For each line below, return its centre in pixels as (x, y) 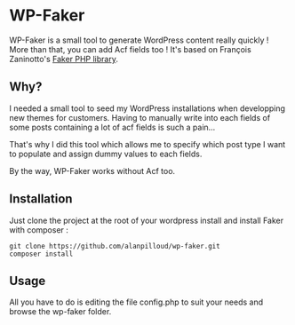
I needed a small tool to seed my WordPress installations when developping (147, 108)
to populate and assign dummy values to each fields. (106, 154)
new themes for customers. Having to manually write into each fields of (140, 117)
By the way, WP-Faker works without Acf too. (92, 170)
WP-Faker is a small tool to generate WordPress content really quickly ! (139, 40)
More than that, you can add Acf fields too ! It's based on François (130, 49)
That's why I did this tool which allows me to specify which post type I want (147, 144)
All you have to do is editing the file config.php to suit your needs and (136, 302)
